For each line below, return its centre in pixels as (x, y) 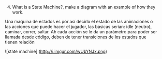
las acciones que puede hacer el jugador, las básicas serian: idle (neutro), (79, 27)
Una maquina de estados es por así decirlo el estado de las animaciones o (79, 22)
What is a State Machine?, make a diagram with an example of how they (84, 7)
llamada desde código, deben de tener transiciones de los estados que (76, 37)
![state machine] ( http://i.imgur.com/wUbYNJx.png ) (56, 51)
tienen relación (20, 42)
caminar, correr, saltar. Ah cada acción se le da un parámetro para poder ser (81, 32)
